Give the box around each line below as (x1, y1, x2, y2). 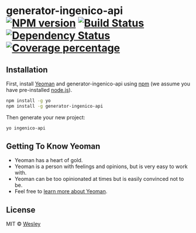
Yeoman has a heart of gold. (14, 157, 83, 164)
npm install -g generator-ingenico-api (6, 103, 104, 109)
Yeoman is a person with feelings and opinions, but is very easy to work (14, 163, 188, 170)
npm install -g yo (6, 98, 51, 104)
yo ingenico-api (6, 125, 46, 131)
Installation (6, 64, 48, 74)
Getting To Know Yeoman (6, 142, 101, 152)
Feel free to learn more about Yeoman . (14, 188, 108, 195)
